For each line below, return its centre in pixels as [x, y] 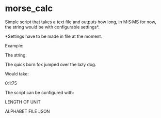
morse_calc [29, 8]
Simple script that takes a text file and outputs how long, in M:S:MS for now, [81, 22]
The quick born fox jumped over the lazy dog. [50, 64]
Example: [14, 45]
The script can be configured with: [40, 92]
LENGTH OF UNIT [23, 102]
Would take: [17, 74]
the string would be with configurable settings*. [52, 27]
